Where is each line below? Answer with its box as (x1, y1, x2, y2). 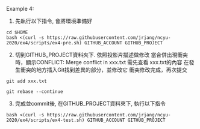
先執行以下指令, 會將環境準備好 (14, 17, 92, 25)
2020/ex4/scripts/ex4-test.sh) (6, 117, 85, 123)
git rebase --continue (6, 89, 63, 95)
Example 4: (6, 5, 34, 12)
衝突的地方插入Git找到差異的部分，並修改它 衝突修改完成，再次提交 (20, 66, 188, 73)
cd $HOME (6, 29, 28, 35)
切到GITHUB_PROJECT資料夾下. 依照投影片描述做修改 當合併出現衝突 (14, 51, 189, 58)
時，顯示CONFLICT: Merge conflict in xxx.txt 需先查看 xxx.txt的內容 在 (14, 59, 190, 65)
